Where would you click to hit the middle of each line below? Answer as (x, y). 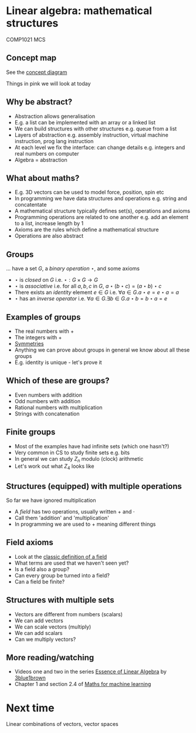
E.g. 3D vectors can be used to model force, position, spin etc (89, 192)
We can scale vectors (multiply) (53, 627)
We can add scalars (38, 633)
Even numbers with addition (48, 395)
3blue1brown (30, 678)
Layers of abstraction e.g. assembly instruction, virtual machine (91, 135)
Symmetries (29, 344)
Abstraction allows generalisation (55, 116)
